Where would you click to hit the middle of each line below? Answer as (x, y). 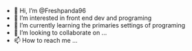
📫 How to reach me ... (45, 40)
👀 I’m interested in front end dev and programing (83, 18)
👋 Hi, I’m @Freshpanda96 (50, 11)
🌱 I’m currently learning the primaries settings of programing (99, 25)
